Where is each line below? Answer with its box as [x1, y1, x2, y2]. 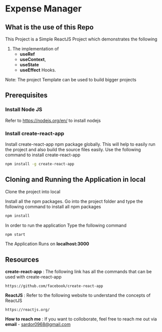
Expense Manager [5, 3, 82, 14]
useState [19, 62, 39, 67]
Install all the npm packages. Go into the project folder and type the [5, 198, 143, 204]
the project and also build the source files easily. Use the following [5, 146, 141, 152]
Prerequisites [5, 91, 48, 100]
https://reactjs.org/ [5, 308, 50, 313]
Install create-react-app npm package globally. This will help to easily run [5, 141, 156, 147]
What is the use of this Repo [5, 23, 94, 31]
